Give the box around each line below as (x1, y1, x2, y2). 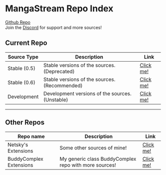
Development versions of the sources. (43, 90, 132, 97)
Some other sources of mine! (59, 144, 127, 151)
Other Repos (5, 118, 44, 127)
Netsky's (7, 141, 28, 148)
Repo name (17, 133, 45, 140)
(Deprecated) (43, 68, 75, 74)
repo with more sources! (59, 161, 116, 168)
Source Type (7, 53, 39, 60)
